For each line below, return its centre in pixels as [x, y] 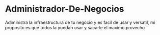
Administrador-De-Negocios [65, 9]
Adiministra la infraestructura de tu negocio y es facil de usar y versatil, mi [80, 22]
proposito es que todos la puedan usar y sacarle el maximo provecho [75, 27]
